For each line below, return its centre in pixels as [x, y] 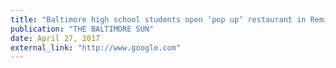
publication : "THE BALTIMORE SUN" [82, 29]
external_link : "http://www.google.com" [96, 47]
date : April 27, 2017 [55, 38]
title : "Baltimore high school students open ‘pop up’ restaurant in [158, 19]
